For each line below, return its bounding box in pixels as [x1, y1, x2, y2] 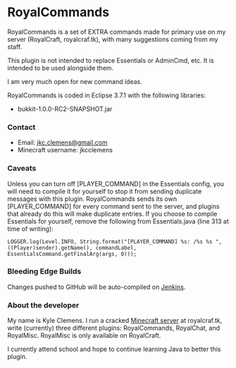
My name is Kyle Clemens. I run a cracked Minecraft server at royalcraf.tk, [7, 317, 223, 325]
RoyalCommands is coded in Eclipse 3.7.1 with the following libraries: [7, 91, 206, 99]
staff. [7, 42, 23, 51]
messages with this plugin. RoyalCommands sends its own [7, 195, 178, 203]
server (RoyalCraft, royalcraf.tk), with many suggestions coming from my [7, 35, 218, 43]
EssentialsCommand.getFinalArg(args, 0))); [7, 250, 137, 257]
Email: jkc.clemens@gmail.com [17, 138, 108, 147]
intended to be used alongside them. [7, 63, 114, 72]
